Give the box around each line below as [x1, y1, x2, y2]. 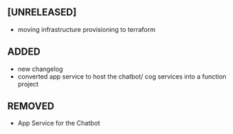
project [17, 79, 39, 88]
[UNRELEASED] [7, 6, 77, 18]
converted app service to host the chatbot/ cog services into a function [17, 72, 227, 81]
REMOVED [7, 100, 55, 113]
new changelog [17, 65, 63, 73]
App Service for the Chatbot [17, 119, 101, 128]
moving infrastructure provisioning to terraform [17, 25, 156, 33]
